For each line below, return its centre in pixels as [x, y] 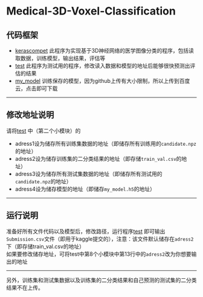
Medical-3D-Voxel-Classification [91, 11]
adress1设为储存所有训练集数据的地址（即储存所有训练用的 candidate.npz [105, 143]
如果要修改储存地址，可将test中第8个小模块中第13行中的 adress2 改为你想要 [99, 254]
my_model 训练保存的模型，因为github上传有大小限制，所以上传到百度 [102, 81]
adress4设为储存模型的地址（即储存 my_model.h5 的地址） [85, 189]
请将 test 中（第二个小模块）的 [43, 131]
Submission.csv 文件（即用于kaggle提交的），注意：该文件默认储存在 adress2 [100, 239]
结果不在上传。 [25, 287]
